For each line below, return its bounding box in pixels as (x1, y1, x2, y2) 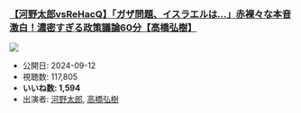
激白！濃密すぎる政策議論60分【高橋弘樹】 (9, 21, 197, 33)
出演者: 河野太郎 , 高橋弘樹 (22, 94, 119, 105)
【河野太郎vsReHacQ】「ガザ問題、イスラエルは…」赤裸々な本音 (9, 7, 292, 20)
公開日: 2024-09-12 (22, 60, 96, 71)
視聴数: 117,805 (22, 72, 78, 83)
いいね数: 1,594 (22, 83, 81, 93)
